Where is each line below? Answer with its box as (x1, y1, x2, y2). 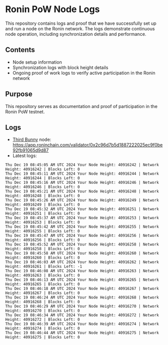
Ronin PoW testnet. (5, 109, 45, 115)
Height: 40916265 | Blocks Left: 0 (5, 282, 80, 287)
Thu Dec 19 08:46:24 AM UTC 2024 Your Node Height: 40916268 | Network (5, 295, 159, 300)
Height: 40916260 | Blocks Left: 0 (5, 255, 80, 261)
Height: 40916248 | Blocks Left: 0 (5, 193, 80, 199)
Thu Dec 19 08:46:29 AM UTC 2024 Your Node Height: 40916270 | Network (5, 304, 159, 309)
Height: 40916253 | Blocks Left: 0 (5, 220, 80, 225)
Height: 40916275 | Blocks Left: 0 (5, 335, 80, 340)
